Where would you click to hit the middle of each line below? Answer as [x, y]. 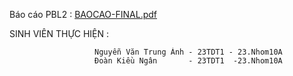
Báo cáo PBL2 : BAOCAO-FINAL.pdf [83, 14]
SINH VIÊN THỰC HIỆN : [59, 33]
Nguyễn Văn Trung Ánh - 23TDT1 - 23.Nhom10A [188, 52]
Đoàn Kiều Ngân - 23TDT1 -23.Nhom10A [188, 61]
